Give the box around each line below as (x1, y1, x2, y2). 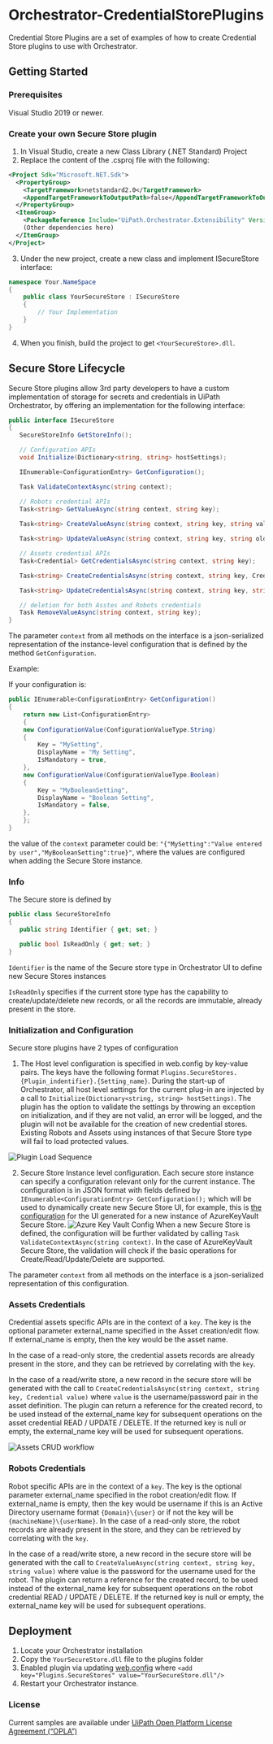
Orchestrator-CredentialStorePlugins (8, 6, 264, 24)
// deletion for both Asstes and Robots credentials (19, 601, 201, 609)
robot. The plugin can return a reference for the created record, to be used (8, 1575, 258, 1585)
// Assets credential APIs (19, 550, 111, 558)
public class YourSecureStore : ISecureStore (23, 293, 180, 302)
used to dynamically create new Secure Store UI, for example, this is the (19, 1202, 262, 1212)
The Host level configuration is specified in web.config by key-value (19, 1059, 249, 1068)
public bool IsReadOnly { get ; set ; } (19, 940, 151, 948)
